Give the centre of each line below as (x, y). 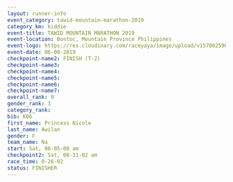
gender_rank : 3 (29, 104)
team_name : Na (28, 143)
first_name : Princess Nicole (49, 123)
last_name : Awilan (34, 129)
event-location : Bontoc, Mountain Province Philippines (89, 39)
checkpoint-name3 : (34, 65)
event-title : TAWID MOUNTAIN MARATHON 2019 (71, 33)
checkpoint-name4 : (34, 71)
